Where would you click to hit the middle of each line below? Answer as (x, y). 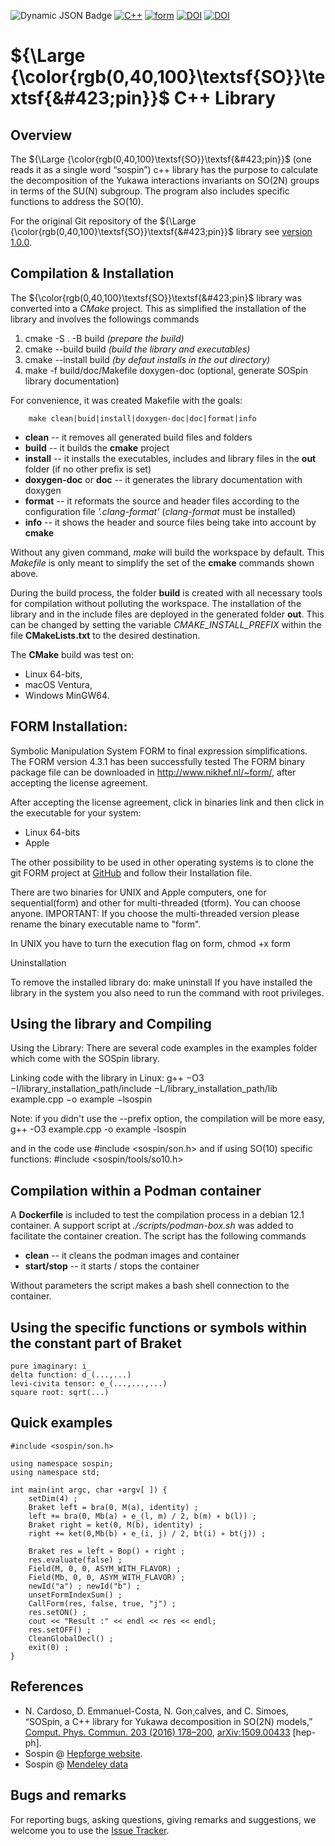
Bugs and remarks (68, 1795)
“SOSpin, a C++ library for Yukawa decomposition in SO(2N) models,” (168, 1721)
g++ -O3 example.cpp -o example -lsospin (98, 1129)
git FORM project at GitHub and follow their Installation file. (131, 872)
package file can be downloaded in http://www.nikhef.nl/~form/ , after (153, 772)
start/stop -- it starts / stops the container (112, 1266)
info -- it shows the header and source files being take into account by (170, 522)
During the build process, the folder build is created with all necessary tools (166, 592)
